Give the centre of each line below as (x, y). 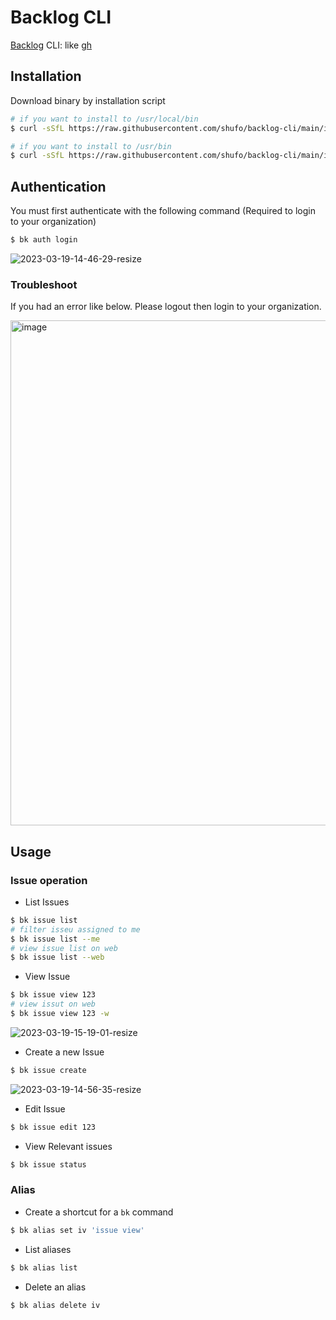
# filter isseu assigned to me (75, 929)
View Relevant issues (68, 1146)
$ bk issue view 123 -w (60, 1014)
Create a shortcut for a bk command (99, 1212)
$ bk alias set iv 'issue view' (77, 1230)
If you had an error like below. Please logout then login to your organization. (166, 307)
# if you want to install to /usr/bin (91, 146)
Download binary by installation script (88, 100)
